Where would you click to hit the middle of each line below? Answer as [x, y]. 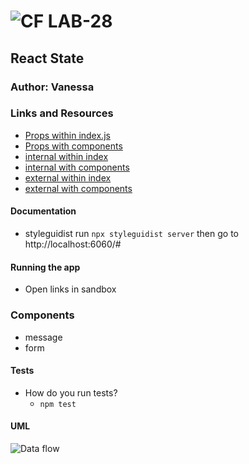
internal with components [77, 167]
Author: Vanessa [52, 87]
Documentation [43, 211]
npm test [58, 404]
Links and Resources [62, 113]
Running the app [45, 267]
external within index [68, 177]
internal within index [66, 156]
